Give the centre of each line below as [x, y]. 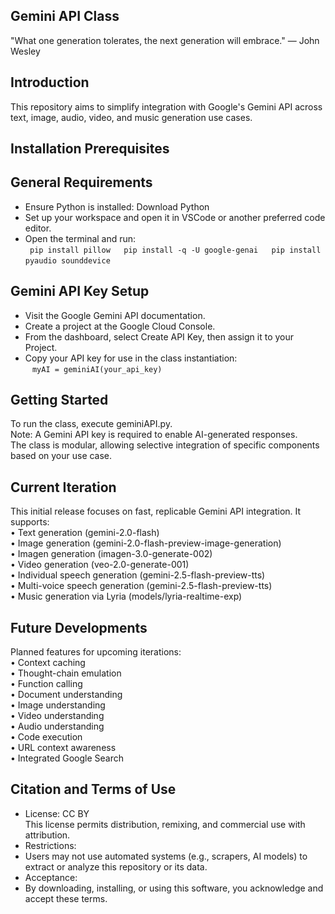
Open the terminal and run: [80, 238]
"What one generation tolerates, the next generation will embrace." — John [165, 40]
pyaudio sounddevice [67, 260]
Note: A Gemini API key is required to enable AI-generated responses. [154, 435]
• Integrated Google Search [67, 758]
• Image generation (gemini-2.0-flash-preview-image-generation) [146, 543]
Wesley [25, 51]
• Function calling [46, 684]
